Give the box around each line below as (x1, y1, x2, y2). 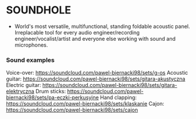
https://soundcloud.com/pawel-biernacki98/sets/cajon (6, 106, 139, 114)
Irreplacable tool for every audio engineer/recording (14, 29, 140, 36)
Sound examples (6, 56, 55, 64)
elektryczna (6, 88, 35, 95)
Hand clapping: (100, 94, 137, 101)
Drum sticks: (35, 88, 66, 95)
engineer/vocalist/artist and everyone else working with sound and (14, 35, 176, 42)
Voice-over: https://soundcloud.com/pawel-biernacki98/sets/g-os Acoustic (6, 69, 188, 76)
